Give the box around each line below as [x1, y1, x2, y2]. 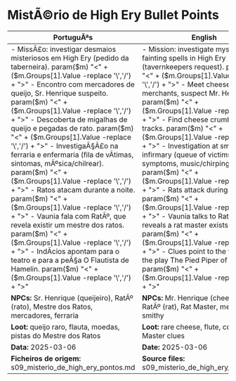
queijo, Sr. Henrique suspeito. [11, 88, 109, 98]
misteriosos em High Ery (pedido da [11, 53, 129, 63]
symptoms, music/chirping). [141, 158, 235, 168]
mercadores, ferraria [11, 310, 79, 320]
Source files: [141, 354, 185, 363]
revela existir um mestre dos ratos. [11, 220, 125, 230]
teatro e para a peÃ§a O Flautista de [11, 255, 130, 265]
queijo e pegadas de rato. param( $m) [11, 123, 134, 133]
